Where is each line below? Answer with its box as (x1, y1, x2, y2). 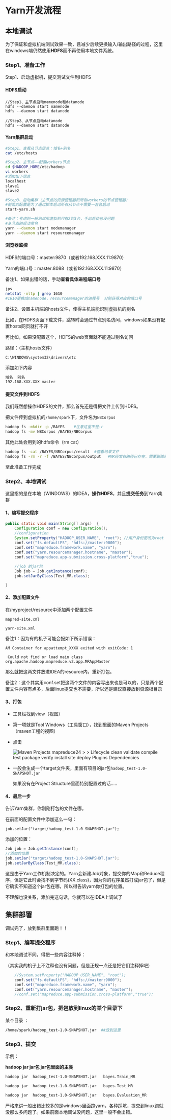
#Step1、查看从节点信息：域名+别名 (5, 146, 71, 151)
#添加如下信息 (5, 174, 31, 179)
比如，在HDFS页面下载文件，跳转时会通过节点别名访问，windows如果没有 (5, 316, 161, 322)
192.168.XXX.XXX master (5, 379, 56, 385)
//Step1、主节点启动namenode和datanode (5, 99, 84, 105)
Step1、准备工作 (5, 61, 45, 68)
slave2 (5, 188, 19, 193)
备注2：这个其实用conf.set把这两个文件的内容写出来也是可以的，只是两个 (5, 680, 159, 686)
